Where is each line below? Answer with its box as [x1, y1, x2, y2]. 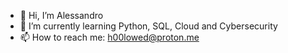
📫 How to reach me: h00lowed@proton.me [19, 31, 200, 43]
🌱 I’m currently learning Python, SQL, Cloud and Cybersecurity [19, 20, 278, 32]
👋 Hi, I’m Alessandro [19, 10, 104, 21]
